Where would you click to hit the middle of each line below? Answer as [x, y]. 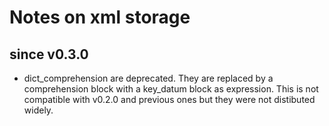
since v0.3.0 [49, 54]
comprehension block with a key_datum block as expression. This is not [171, 89]
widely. [38, 110]
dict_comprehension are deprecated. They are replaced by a [148, 78]
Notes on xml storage [100, 17]
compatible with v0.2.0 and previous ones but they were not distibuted [169, 99]
